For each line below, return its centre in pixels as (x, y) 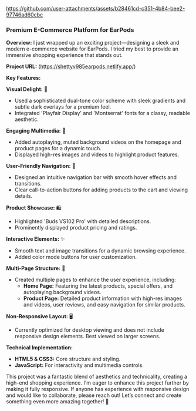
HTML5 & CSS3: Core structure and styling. (67, 359)
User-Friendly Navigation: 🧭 (41, 166)
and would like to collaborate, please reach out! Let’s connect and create (94, 395)
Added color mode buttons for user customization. (75, 257)
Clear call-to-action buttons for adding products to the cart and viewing (101, 190)
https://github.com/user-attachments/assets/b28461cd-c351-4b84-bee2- (96, 9)
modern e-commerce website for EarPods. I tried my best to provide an (92, 49)
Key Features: (23, 78)
